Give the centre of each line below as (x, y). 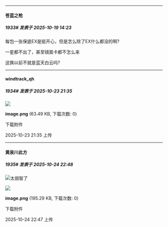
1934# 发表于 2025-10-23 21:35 (39, 91)
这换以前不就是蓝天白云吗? (33, 62)
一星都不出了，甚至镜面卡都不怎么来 (42, 52)
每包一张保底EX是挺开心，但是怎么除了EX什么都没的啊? (62, 41)
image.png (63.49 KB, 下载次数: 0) (41, 114)
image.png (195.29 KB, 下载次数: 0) (42, 198)
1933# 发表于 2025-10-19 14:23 (38, 27)
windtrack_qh (20, 79)
